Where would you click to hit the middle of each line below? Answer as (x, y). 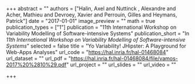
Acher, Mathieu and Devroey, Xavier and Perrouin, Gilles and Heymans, (92, 15)
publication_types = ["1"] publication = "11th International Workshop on (91, 27)
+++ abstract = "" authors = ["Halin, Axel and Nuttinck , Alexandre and (91, 9)
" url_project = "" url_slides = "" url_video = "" (122, 65)
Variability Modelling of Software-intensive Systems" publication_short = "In (97, 33)
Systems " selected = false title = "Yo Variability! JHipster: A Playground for (96, 46)
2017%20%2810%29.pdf (36, 65)
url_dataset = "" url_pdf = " (39, 58)
